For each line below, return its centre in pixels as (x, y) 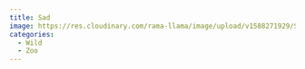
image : (22, 26)
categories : (32, 34)
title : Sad (30, 17)
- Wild (30, 43)
